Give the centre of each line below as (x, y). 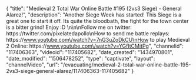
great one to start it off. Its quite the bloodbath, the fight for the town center (98, 21)
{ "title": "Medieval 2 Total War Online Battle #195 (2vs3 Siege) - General (94, 9)
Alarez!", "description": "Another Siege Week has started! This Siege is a (94, 15)
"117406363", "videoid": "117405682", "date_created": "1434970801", (90, 52)
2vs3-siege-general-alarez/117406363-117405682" (68, 71)
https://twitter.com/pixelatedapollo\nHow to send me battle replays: (88, 34)
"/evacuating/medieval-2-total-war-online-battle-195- (126, 65)
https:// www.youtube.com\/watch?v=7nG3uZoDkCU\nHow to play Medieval (98, 40)
